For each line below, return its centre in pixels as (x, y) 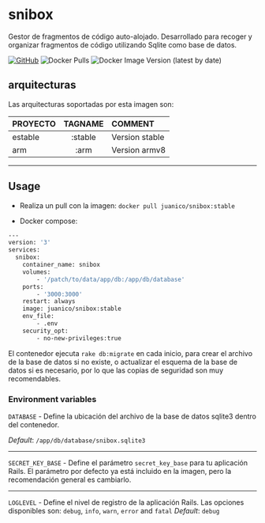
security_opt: (45, 331)
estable (26, 137)
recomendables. (35, 378)
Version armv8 (139, 150)
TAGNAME (84, 123)
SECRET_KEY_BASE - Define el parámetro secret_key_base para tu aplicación (128, 462)
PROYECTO (34, 123)
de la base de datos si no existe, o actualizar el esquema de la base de (123, 362)
